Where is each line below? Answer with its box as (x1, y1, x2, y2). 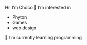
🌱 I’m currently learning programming (5, 35, 82, 40)
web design (12, 25, 37, 31)
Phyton (12, 14, 27, 20)
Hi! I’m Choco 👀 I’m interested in (5, 5, 71, 10)
